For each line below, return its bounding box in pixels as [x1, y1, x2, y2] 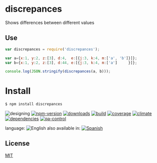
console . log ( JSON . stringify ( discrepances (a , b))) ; [5, 69, 111, 74]
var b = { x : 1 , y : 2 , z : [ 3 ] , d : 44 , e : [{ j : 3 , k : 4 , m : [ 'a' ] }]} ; [5, 60, 137, 65]
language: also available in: [5, 125, 81, 131]
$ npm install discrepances [5, 102, 63, 107]
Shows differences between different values [5, 20, 95, 25]
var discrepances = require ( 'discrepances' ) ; [5, 47, 100, 52]
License [5, 140, 30, 148]
